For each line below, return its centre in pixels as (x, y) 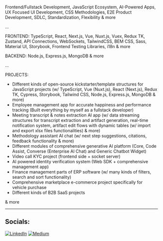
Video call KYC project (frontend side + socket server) (66, 156)
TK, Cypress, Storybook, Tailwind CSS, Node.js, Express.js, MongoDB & (84, 95)
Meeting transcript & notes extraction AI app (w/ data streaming (76, 115)
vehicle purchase (29, 187)
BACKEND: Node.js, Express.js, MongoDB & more (55, 56)
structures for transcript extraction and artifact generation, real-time (80, 120)
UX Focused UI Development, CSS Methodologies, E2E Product (68, 12)
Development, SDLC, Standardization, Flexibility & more (60, 17)
